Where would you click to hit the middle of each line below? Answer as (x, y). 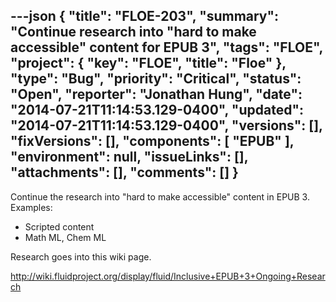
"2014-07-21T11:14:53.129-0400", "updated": (157, 110)
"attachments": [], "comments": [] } (124, 172)
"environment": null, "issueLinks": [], (129, 157)
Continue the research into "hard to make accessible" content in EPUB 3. (160, 196)
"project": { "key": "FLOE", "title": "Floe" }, (148, 63)
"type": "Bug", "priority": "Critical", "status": (156, 79)
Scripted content (59, 226)
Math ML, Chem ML (65, 237)
